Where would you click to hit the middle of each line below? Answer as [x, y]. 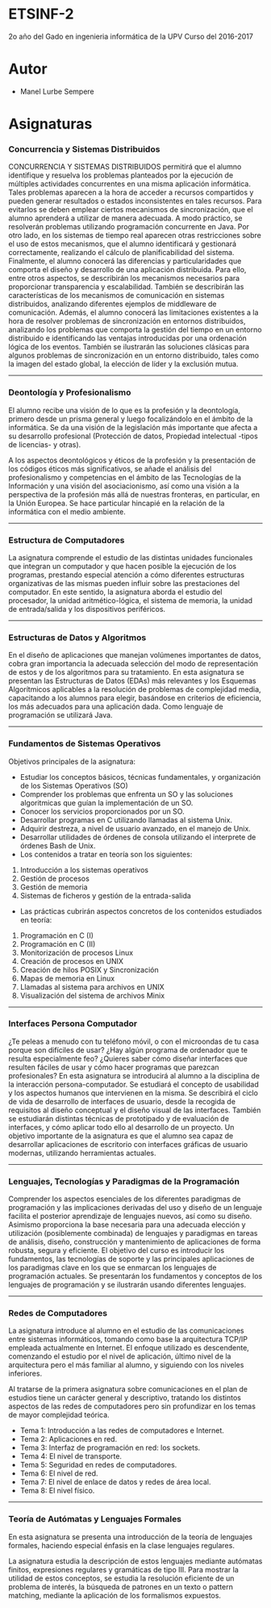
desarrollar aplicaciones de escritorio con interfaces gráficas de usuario [128, 1144]
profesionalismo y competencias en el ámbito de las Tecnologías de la [125, 477]
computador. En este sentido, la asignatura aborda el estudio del [115, 592]
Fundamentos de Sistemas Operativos [85, 743]
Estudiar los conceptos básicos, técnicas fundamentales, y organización [140, 777]
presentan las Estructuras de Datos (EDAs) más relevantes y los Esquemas [132, 681]
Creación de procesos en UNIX [71, 961]
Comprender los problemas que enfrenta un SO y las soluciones [127, 794]
